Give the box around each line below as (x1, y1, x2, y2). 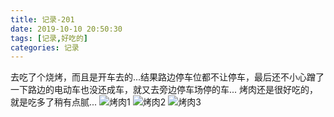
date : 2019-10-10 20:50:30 (10, 24, 123, 34)
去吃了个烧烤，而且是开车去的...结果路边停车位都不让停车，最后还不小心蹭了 (10, 71, 325, 83)
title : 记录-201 (10, 14, 75, 25)
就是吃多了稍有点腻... (10, 96, 98, 108)
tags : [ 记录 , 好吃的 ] (10, 33, 88, 43)
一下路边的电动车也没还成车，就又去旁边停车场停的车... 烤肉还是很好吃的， (10, 84, 319, 96)
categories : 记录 (10, 42, 80, 53)
